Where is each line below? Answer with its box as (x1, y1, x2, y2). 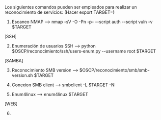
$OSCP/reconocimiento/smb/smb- (79, 67, 150, 73)
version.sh (11, 72, 33, 78)
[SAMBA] (4, 58, 24, 63)
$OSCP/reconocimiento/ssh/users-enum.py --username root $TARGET (11, 48, 156, 54)
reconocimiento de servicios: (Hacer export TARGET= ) (4, 9, 115, 15)
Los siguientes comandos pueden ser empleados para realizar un (4, 4, 137, 10)
